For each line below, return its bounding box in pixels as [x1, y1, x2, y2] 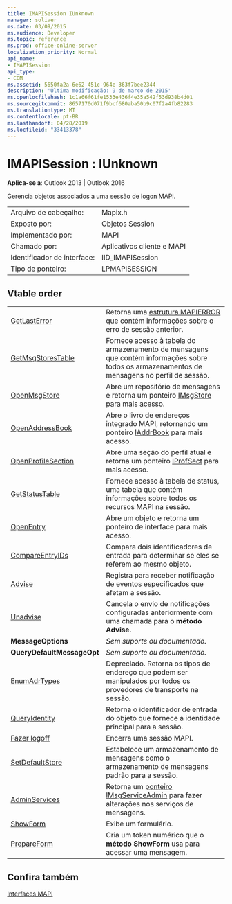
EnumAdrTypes [10, 676, 61, 686]
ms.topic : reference [7, 36, 67, 43]
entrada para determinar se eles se [106, 551, 220, 560]
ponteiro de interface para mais [106, 522, 208, 532]
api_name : [7, 55, 36, 62]
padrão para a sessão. [106, 770, 178, 780]
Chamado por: [10, 242, 57, 251]
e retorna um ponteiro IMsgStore [106, 391, 212, 400]
